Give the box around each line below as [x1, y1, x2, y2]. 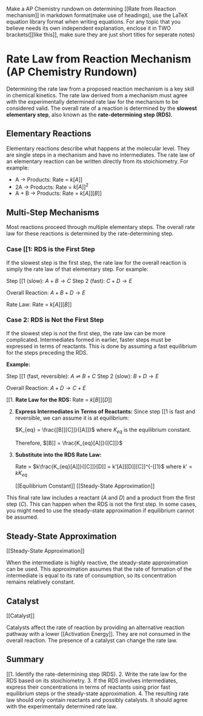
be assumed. [6, 513, 39, 521]
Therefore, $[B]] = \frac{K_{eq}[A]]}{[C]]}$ [15, 439, 123, 446]
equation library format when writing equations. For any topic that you [6, 18, 181, 25]
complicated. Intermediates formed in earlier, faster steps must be [6, 336, 171, 343]
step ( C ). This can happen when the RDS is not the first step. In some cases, [6, 500, 197, 508]
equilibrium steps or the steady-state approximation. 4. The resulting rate [6, 689, 189, 697]
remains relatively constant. [6, 578, 76, 585]
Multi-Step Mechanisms [6, 207, 99, 217]
